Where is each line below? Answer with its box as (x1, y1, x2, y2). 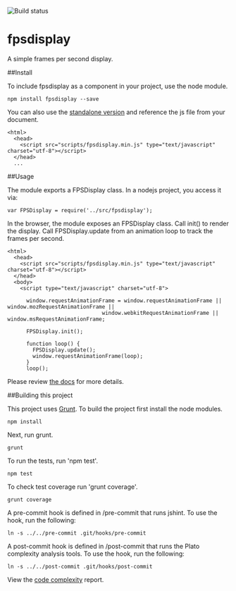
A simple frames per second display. (7, 54, 113, 63)
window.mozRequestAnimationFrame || (7, 303, 115, 310)
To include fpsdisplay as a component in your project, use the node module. (7, 82, 228, 90)
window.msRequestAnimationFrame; (7, 316, 106, 323)
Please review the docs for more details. (7, 377, 125, 385)
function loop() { (25, 340, 80, 347)
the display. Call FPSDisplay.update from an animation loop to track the (7, 226, 213, 235)
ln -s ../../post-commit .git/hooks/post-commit (7, 563, 153, 570)
